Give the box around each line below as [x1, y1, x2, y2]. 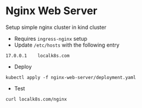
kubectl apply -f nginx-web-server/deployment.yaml [5, 74, 136, 80]
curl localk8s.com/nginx [5, 96, 67, 102]
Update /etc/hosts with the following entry [14, 41, 120, 48]
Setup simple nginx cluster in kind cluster [5, 24, 106, 31]
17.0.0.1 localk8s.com [5, 53, 70, 58]
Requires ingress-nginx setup [14, 35, 87, 42]
